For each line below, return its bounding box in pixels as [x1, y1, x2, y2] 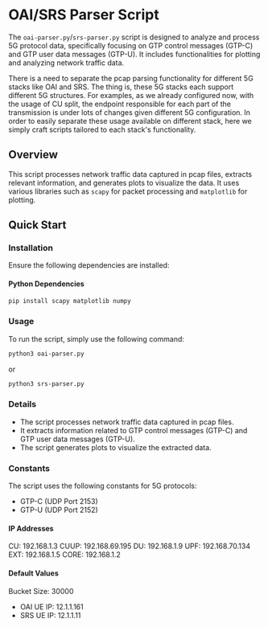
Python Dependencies [8, 279, 85, 289]
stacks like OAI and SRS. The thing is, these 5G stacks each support [8, 82, 234, 92]
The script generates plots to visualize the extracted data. [19, 442, 212, 452]
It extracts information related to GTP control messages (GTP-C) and [19, 425, 248, 435]
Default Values [8, 568, 59, 578]
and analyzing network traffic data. [8, 58, 125, 68]
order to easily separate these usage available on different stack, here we [8, 116, 252, 125]
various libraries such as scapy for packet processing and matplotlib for [8, 186, 248, 196]
